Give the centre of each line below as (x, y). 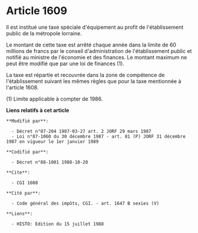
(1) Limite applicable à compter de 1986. (55, 99)
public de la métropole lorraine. (44, 33)
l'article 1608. (22, 87)
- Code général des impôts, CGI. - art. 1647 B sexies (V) (85, 203)
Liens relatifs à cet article (38, 110)
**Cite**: (18, 172)
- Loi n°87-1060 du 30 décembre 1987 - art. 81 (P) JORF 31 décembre (98, 137)
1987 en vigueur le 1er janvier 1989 (52, 142)
